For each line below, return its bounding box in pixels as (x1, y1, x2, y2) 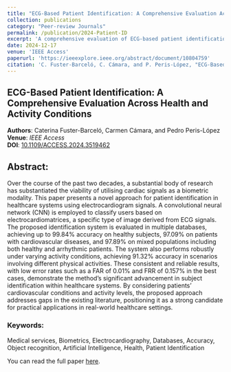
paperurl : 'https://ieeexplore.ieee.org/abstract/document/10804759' (7, 55, 211, 62)
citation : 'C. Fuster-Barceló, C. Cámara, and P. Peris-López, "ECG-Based (7, 61, 226, 68)
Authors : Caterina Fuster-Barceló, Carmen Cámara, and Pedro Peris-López (7, 127, 221, 135)
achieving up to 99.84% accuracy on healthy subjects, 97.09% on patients (7, 230, 218, 239)
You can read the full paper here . (7, 357, 101, 365)
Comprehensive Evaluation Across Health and (7, 98, 208, 109)
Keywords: (7, 320, 45, 330)
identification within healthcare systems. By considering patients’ (7, 281, 192, 289)
